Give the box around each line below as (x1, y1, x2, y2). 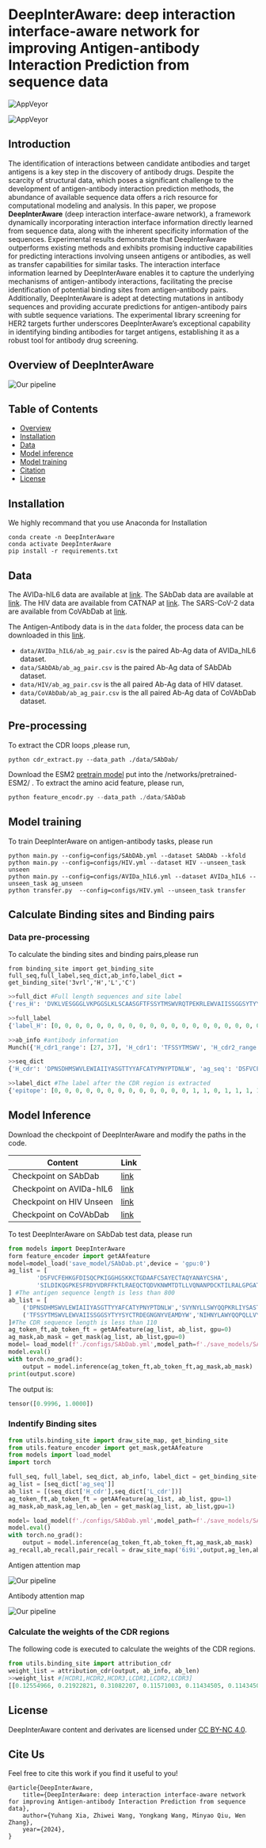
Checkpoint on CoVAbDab (12, 1209, 109, 1220)
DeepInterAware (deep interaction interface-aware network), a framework (8, 209, 251, 219)
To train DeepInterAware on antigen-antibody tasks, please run (8, 836, 214, 846)
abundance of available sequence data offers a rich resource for (8, 192, 218, 201)
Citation (19, 465, 46, 475)
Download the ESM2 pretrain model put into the (8, 769, 164, 779)
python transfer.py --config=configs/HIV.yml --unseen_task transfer (8, 886, 246, 894)
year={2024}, (22, 1826, 66, 1834)
